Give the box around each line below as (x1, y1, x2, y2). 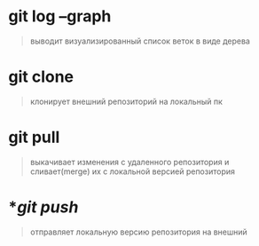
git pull (8, 127, 60, 147)
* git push (8, 197, 79, 217)
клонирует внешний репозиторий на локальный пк (29, 96, 224, 107)
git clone (8, 67, 75, 87)
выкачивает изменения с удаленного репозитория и (29, 156, 230, 167)
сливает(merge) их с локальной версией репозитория (29, 166, 236, 177)
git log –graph (8, 6, 112, 27)
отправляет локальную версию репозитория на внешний (29, 226, 247, 237)
